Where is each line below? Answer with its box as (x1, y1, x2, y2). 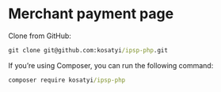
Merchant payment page (8, 5, 174, 23)
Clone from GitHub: (8, 31, 71, 40)
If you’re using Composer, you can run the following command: (8, 60, 214, 70)
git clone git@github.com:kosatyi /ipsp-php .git (8, 46, 169, 54)
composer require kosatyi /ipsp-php (8, 76, 126, 84)
